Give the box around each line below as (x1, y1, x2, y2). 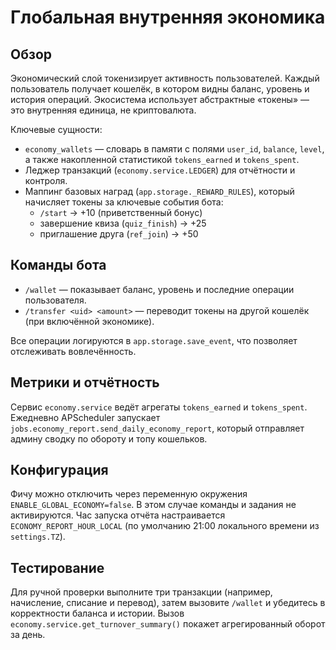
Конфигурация (10, 462, 109, 479)
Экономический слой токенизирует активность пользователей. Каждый (10, 72, 320, 84)
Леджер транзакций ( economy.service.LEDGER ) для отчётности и (24, 164, 296, 176)
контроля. (24, 175, 68, 186)
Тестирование (10, 559, 105, 576)
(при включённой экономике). (24, 315, 155, 327)
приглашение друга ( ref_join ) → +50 (39, 228, 199, 240)
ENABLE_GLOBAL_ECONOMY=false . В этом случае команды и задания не (10, 499, 297, 511)
